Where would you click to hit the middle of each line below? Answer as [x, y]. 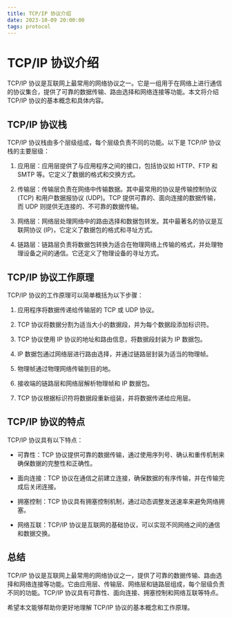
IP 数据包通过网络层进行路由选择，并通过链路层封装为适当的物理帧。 [115, 354]
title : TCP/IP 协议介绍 [39, 13]
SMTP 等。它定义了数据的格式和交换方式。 [78, 174]
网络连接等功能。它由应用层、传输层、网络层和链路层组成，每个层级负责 [122, 584]
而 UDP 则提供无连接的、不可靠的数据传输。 [80, 207]
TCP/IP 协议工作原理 [51, 277]
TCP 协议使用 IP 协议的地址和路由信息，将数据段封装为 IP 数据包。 [112, 339]
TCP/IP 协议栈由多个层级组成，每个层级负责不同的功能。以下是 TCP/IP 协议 [114, 143]
